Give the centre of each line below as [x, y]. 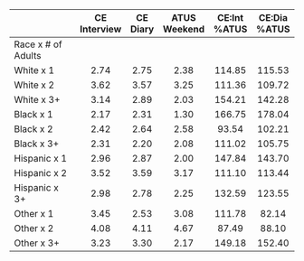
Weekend [184, 29]
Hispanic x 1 [41, 158]
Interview [101, 29]
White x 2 [34, 85]
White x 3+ [37, 100]
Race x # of [38, 44]
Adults [28, 56]
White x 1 [34, 70]
